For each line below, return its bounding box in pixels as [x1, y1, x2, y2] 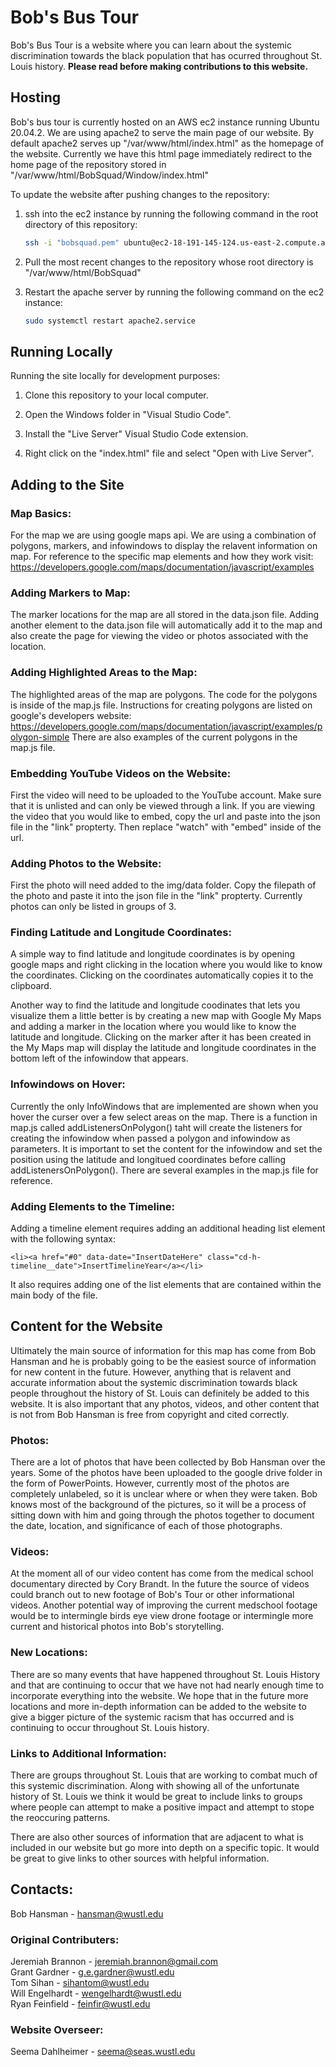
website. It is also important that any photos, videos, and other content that [10, 1397, 320, 1410]
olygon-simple [10, 731, 70, 743]
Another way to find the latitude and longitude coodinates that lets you [10, 999, 301, 1011]
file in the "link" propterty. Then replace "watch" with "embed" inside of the [10, 821, 322, 833]
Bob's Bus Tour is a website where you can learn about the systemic [10, 39, 292, 51]
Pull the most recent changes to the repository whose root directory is [24, 256, 314, 268]
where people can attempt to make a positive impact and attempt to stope [10, 1801, 315, 1813]
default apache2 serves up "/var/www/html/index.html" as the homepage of [10, 137, 325, 149]
